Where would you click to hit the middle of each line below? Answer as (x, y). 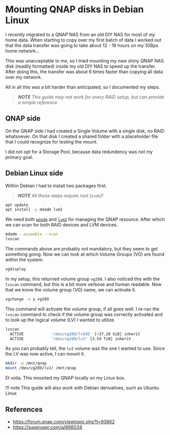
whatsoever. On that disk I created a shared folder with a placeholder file (82, 136)
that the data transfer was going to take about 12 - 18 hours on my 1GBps (82, 45)
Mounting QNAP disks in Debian (75, 9)
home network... (22, 51)
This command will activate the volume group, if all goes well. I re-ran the (82, 309)
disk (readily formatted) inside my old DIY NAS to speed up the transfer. (81, 66)
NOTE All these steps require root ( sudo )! (60, 195)
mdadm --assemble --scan (32, 234)
